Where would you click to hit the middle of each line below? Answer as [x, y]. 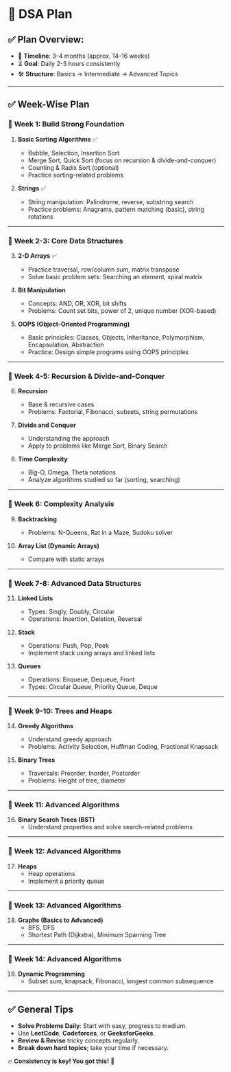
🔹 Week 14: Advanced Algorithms [65, 959]
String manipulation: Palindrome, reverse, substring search [111, 201]
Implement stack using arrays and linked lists [92, 653]
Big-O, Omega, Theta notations [72, 472]
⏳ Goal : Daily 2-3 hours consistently [69, 64]
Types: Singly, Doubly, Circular [71, 611]
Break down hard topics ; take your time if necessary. [93, 1048]
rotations [40, 217]
